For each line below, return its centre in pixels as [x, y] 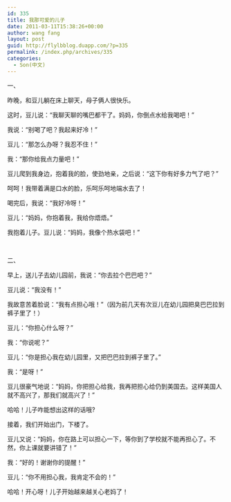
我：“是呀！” [25, 371]
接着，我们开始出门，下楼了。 [49, 424]
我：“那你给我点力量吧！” [43, 159]
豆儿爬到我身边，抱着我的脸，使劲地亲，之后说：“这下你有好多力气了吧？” [113, 173]
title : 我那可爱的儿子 [36, 20]
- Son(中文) [30, 65]
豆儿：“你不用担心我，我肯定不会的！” [62, 476]
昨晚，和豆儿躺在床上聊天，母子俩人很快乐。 [71, 100]
